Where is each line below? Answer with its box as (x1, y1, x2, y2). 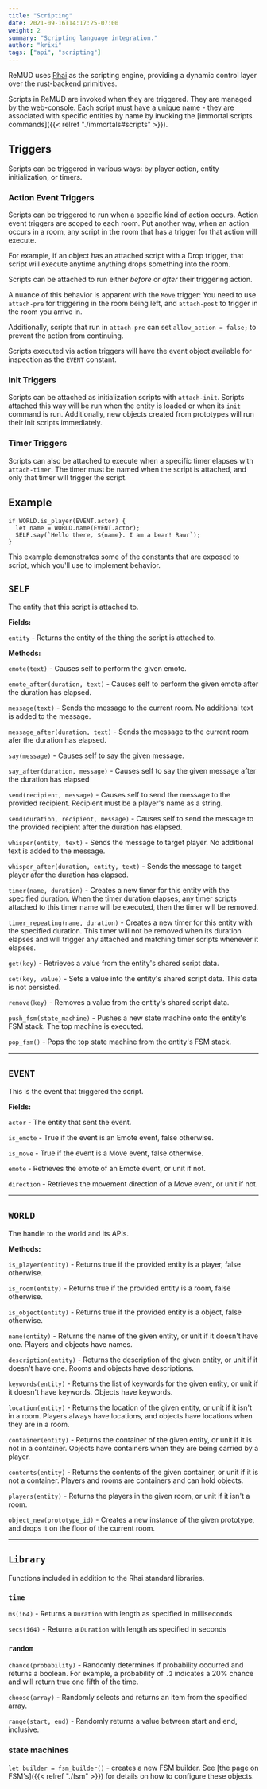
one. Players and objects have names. (8, 1339, 133, 1349)
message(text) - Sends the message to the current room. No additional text (8, 703, 253, 712)
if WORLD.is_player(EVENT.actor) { (8, 517, 126, 525)
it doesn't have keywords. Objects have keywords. (8, 1387, 173, 1396)
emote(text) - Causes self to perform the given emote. (8, 664, 187, 673)
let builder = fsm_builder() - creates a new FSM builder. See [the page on (8, 1763, 259, 1772)
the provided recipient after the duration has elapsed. (8, 822, 183, 832)
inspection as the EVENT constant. (8, 355, 117, 364)
